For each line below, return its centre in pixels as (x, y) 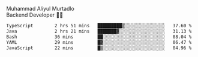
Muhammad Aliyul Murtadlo (40, 9)
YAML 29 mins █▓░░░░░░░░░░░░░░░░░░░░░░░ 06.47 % (99, 42)
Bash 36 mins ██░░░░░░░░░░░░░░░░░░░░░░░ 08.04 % (99, 37)
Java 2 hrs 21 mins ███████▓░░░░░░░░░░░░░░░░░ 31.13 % (99, 31)
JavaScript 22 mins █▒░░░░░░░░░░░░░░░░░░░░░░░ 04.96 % (99, 48)
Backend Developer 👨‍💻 (35, 15)
